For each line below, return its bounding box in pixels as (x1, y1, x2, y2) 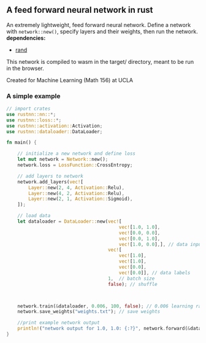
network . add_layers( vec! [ (17, 179, 84, 185)
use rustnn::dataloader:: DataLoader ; (6, 128, 103, 134)
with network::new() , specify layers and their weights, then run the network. (6, 28, 198, 35)
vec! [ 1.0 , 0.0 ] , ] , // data (118, 241, 188, 247)
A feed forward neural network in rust (6, 5, 153, 15)
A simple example (6, 91, 61, 100)
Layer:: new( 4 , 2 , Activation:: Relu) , (28, 190, 124, 196)
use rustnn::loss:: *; (6, 117, 62, 123)
